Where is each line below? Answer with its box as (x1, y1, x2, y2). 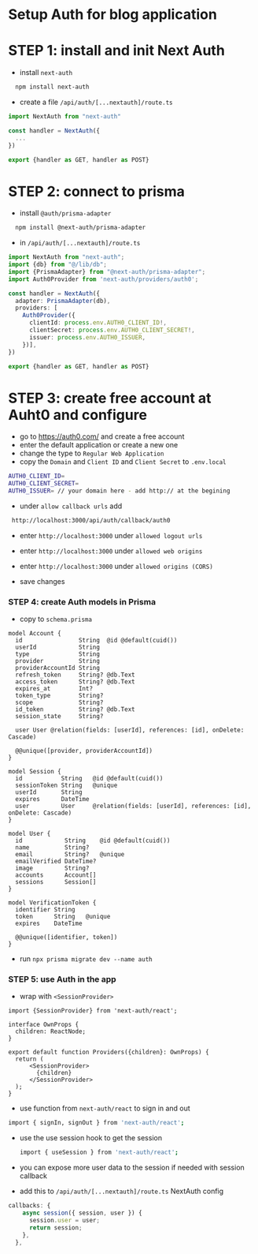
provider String (15, 657, 101, 665)
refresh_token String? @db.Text (15, 671, 135, 679)
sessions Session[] (15, 878, 97, 886)
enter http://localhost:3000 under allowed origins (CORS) (19, 561, 214, 571)
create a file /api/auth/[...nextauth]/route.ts (19, 97, 173, 107)
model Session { (8, 768, 61, 776)
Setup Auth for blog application (8, 6, 218, 24)
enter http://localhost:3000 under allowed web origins (19, 546, 203, 556)
